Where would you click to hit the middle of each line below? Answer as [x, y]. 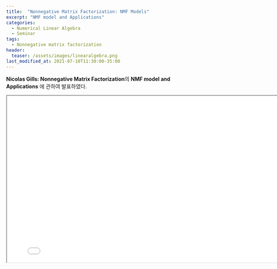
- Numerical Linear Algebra [46, 28]
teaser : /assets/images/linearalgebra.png [65, 56]
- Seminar [23, 34]
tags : [13, 39]
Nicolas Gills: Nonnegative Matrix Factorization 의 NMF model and [88, 79]
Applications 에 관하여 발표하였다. [47, 86]
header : [16, 50]
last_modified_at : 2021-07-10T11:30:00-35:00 [63, 61]
